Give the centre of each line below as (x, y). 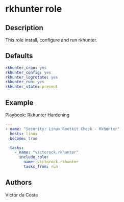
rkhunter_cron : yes (26, 68)
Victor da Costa (22, 195)
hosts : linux (24, 134)
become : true (24, 138)
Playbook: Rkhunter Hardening (38, 115)
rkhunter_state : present (32, 87)
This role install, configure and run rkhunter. (51, 40)
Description (24, 28)
